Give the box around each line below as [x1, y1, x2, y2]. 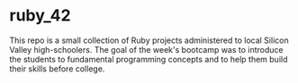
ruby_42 [9, 5, 71, 26]
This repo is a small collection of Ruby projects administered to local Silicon [9, 35, 290, 46]
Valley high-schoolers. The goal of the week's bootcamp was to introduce [9, 44, 284, 54]
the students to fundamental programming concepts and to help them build [9, 54, 288, 64]
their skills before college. [9, 63, 105, 74]
